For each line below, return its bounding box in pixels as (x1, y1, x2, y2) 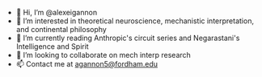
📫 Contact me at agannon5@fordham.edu (15, 59, 158, 68)
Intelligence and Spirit (15, 42, 89, 51)
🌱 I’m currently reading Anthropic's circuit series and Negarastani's (15, 33, 240, 43)
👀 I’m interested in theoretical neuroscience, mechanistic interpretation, (15, 16, 255, 26)
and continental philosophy (15, 25, 107, 34)
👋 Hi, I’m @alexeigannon (15, 8, 98, 17)
